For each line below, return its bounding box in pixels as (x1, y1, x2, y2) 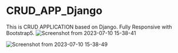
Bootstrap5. (6, 29, 35, 36)
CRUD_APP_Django (6, 4, 102, 17)
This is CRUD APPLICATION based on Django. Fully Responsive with (6, 23, 173, 30)
